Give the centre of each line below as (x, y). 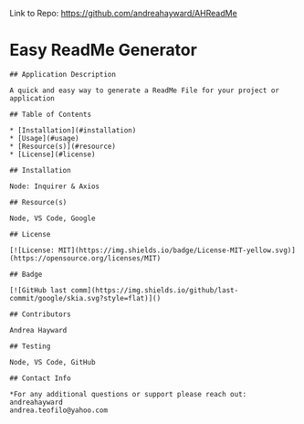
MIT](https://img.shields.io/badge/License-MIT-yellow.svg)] (177, 250)
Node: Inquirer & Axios (55, 186)
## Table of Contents (51, 114)
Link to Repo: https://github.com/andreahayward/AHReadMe (123, 13)
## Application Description (63, 74)
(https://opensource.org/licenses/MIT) (85, 258)
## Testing (30, 346)
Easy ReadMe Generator (104, 50)
